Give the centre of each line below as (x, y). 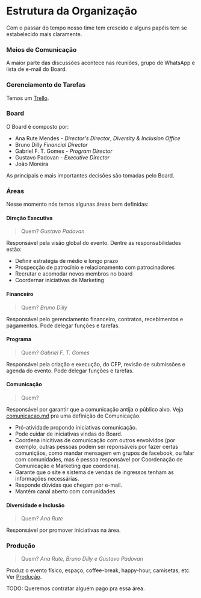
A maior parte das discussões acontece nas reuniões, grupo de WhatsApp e (101, 63)
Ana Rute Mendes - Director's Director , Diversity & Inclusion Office (97, 138)
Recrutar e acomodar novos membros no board (74, 274)
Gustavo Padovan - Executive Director (62, 157)
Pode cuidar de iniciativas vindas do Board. (69, 434)
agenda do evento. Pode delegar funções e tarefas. (70, 371)
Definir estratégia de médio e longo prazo (66, 261)
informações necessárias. (47, 478)
